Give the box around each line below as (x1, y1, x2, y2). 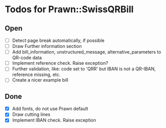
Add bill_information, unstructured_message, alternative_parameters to (12, 49, 161, 55)
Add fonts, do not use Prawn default (12, 106, 89, 112)
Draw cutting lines (12, 111, 50, 118)
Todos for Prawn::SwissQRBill (5, 4, 134, 15)
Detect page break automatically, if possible (12, 37, 105, 43)
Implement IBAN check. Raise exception (12, 117, 96, 123)
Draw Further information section (12, 43, 82, 49)
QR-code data (12, 55, 42, 61)
